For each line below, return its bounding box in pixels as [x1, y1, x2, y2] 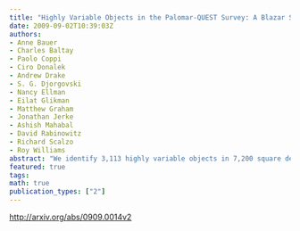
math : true [9, 179, 50, 188]
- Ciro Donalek [9, 63, 66, 72]
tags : [9, 170, 29, 179]
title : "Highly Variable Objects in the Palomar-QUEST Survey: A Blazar [9, 12, 286, 22]
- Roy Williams [9, 145, 66, 154]
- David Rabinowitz [9, 129, 82, 138]
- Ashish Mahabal [9, 121, 74, 130]
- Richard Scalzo [9, 137, 74, 146]
